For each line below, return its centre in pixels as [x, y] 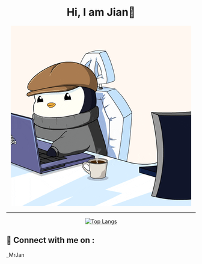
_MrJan [16, 254]
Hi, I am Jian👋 [101, 12]
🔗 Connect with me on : [50, 240]
